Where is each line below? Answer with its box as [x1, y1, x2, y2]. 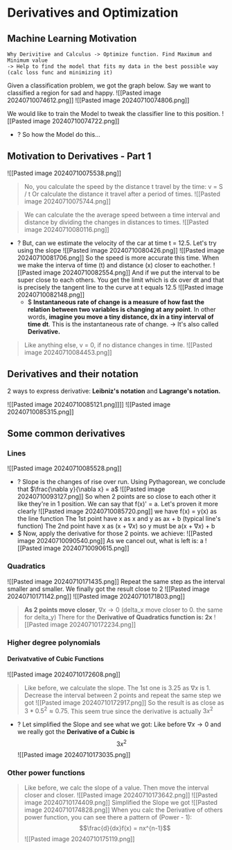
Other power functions [7, 767, 85, 777]
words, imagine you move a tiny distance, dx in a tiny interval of [27, 312, 214, 321]
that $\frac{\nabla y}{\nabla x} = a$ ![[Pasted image [17, 485, 166, 494]
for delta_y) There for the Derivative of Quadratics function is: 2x [24, 612, 213, 621]
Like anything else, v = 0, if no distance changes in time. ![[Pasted [24, 340, 213, 349]
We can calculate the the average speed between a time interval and [24, 210, 220, 219]
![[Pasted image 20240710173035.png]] [17, 751, 131, 759]
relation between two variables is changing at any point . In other [27, 305, 216, 313]
